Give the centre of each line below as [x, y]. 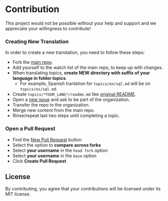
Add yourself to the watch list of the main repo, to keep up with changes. [88, 68]
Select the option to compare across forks [57, 145]
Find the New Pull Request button [47, 140]
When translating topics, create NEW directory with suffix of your [81, 73]
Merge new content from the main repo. [54, 110]
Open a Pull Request [30, 129]
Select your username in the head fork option [60, 150]
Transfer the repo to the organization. [51, 105]
